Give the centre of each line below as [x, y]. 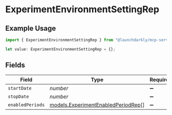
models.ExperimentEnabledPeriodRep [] [97, 105]
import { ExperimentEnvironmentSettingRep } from [59, 40]
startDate [20, 88]
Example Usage [31, 28]
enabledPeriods [26, 105]
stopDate [18, 96]
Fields [15, 65]
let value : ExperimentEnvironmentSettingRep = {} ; [60, 49]
